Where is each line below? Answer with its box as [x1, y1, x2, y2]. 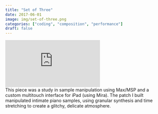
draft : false [5, 26, 33, 31]
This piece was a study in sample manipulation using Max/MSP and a [5, 87, 149, 93]
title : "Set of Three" [5, 7, 53, 13]
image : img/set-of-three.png [5, 17, 67, 22]
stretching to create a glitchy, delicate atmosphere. [5, 103, 111, 109]
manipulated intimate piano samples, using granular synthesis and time [5, 97, 153, 103]
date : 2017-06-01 [5, 12, 42, 17]
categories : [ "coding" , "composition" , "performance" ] [5, 21, 123, 27]
